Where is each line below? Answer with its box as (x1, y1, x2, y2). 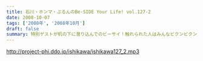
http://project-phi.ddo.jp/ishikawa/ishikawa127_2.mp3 (6, 48, 139, 55)
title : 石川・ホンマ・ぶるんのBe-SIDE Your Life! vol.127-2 (6, 8, 151, 15)
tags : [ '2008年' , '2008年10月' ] (6, 20, 85, 26)
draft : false (6, 25, 39, 32)
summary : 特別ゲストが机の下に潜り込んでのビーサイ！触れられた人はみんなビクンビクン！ (6, 31, 202, 37)
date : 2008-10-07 (6, 14, 50, 21)
